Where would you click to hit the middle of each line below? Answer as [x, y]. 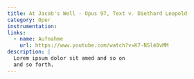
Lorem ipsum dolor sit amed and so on [70, 58]
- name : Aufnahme [38, 39]
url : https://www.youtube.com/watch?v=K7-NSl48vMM [94, 45]
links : [17, 33]
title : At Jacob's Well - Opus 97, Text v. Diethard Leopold [97, 13]
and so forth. [34, 65]
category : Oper [29, 20]
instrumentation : [32, 26]
